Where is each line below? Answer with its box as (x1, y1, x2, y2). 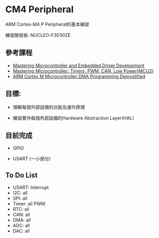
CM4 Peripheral (5, 4, 74, 15)
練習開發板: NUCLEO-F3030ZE (5, 32, 71, 38)
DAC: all (12, 228, 30, 234)
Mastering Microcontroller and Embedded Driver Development (12, 62, 145, 69)
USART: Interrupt (12, 184, 49, 190)
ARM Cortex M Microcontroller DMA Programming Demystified (12, 73, 145, 79)
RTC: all (12, 206, 30, 212)
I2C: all (12, 190, 28, 196)
